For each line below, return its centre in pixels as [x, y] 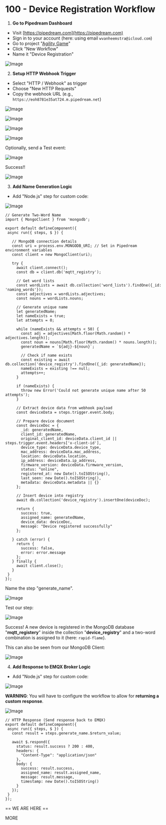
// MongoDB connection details [44, 241]
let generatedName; [36, 312]
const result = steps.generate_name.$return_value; [67, 733]
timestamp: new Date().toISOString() [60, 781]
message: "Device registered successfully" [67, 526]
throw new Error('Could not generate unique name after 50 [83, 390]
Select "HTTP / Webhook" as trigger [50, 83]
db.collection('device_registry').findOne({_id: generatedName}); [76, 364]
